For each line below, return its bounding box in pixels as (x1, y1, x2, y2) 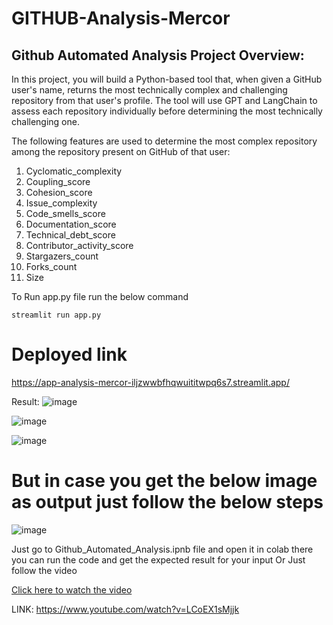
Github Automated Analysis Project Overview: (11, 47, 305, 64)
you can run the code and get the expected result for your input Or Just (11, 553, 306, 566)
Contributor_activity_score (25, 240, 134, 251)
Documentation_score (25, 218, 117, 230)
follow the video (11, 564, 78, 576)
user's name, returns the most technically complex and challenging (11, 84, 288, 96)
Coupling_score (25, 176, 91, 187)
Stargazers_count (25, 250, 99, 262)
